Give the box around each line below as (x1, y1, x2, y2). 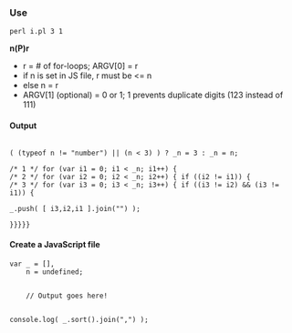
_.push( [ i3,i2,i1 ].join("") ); (9, 204, 141, 213)
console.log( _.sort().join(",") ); (9, 315, 149, 324)
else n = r (22, 80, 59, 91)
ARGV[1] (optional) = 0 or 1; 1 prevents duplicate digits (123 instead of (22, 89, 284, 101)
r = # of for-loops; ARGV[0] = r (22, 61, 139, 72)
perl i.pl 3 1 (9, 27, 64, 36)
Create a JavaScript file (9, 239, 100, 250)
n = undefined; (26, 267, 84, 277)
